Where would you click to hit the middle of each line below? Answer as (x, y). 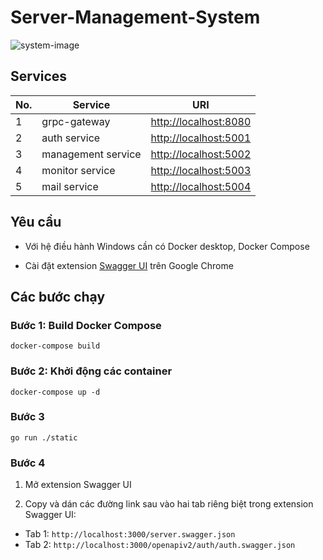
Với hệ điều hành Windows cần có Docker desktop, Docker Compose (167, 246)
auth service (71, 138)
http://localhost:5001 (201, 138)
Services (39, 76)
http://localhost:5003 (201, 170)
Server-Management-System (135, 17)
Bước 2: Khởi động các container (91, 371)
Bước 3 (27, 417)
